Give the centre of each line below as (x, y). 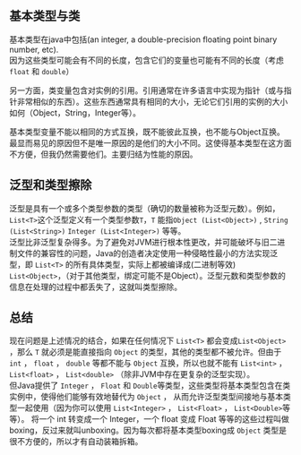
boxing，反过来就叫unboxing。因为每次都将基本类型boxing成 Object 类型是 (148, 430)
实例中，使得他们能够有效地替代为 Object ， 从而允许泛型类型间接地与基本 (146, 397)
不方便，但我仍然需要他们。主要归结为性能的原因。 (103, 154)
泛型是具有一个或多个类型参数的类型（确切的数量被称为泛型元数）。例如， (145, 208)
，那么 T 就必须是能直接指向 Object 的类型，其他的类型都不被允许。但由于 (146, 352)
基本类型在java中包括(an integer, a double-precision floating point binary (143, 39)
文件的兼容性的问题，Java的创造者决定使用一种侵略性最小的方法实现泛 (147, 253)
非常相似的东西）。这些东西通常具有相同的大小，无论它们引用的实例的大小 (152, 101)
